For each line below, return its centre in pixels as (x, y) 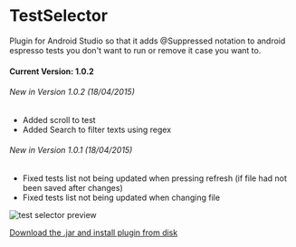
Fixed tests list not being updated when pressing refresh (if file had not (155, 178)
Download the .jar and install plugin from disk (94, 233)
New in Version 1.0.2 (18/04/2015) (72, 92)
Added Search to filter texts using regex (97, 129)
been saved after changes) (73, 187)
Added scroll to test (59, 119)
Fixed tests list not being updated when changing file (121, 197)
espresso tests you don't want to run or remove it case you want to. (135, 50)
